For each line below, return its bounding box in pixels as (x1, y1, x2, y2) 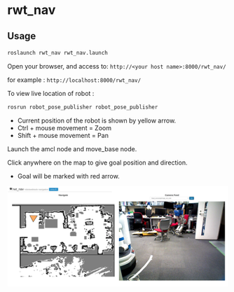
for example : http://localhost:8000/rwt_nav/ (7, 76, 142, 84)
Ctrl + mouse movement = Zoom (17, 123, 112, 132)
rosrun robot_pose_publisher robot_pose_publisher (7, 104, 158, 111)
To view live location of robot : (7, 89, 95, 97)
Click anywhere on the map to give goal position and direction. (7, 158, 188, 167)
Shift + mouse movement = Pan (17, 131, 109, 139)
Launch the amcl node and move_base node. (7, 144, 137, 153)
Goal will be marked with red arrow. (17, 172, 121, 180)
